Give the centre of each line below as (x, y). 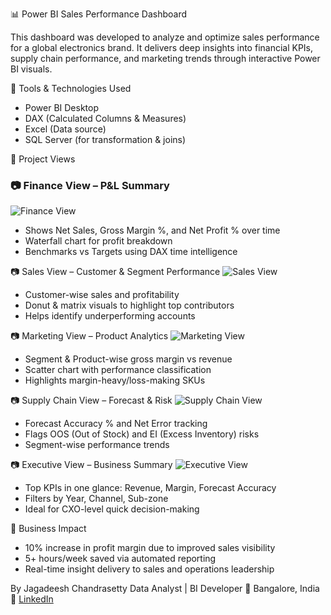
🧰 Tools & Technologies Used (71, 88)
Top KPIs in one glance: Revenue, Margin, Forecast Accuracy (150, 488)
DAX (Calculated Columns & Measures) (105, 118)
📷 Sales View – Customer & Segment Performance (115, 272)
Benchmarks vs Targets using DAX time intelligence (131, 252)
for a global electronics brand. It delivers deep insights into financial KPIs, (162, 47)
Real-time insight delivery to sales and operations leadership (149, 569)
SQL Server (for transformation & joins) (105, 139)
